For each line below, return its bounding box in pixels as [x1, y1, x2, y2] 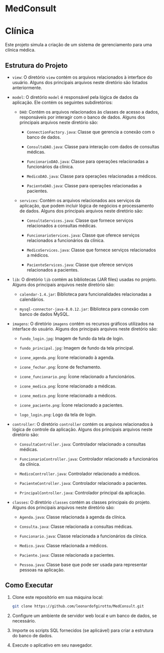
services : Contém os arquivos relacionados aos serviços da [19, 197, 141, 203]
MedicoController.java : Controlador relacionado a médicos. [19, 471, 141, 476]
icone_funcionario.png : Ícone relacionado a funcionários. [19, 373, 136, 379]
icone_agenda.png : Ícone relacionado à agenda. [19, 355, 115, 360]
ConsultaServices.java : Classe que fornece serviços [26, 217, 134, 223]
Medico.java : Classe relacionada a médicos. [19, 542, 108, 548]
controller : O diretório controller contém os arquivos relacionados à [12, 421, 153, 427]
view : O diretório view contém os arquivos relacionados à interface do [12, 74, 153, 80]
